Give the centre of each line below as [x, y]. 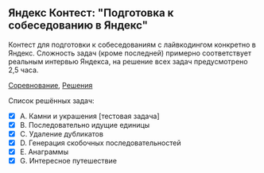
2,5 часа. [23, 70]
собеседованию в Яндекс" [78, 26]
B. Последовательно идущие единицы [85, 125]
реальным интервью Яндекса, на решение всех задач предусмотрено [128, 61]
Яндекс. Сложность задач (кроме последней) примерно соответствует [130, 53]
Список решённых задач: [51, 100]
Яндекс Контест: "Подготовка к [91, 13]
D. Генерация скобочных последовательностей [100, 143]
